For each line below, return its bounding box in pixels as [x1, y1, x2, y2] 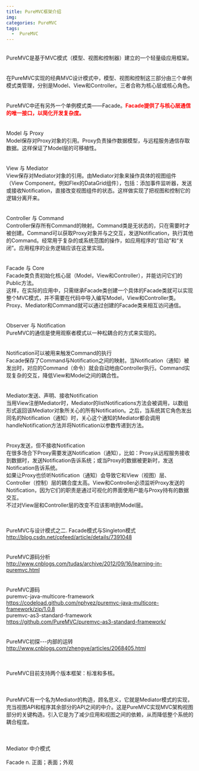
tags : [6, 25, 20, 32]
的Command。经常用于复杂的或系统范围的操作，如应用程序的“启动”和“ [6, 237, 179, 244]
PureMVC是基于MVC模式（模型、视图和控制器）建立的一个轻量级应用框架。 [6, 54, 192, 61]
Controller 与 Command [6, 215, 64, 222]
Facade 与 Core [6, 265, 45, 272]
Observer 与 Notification [6, 322, 66, 329]
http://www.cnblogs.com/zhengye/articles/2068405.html [6, 645, 147, 652]
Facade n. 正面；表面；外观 [6, 758, 74, 766]
